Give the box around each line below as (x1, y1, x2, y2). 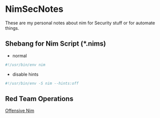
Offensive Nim (5, 108, 35, 114)
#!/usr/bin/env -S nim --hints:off (5, 81, 79, 86)
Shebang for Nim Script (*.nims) (5, 40, 106, 48)
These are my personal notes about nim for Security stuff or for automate (5, 20, 156, 26)
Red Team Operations (5, 94, 74, 103)
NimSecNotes (5, 3, 64, 15)
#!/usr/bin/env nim (5, 62, 46, 67)
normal (12, 53, 27, 59)
